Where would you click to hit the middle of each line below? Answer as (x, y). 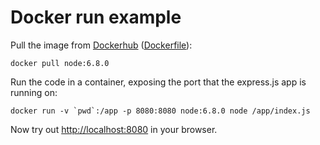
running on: (34, 92)
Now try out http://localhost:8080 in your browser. (114, 129)
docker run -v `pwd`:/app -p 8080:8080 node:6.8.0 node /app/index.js (160, 111)
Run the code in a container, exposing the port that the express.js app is (158, 82)
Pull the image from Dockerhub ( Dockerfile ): (101, 45)
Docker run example (96, 17)
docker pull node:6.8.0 (60, 63)
